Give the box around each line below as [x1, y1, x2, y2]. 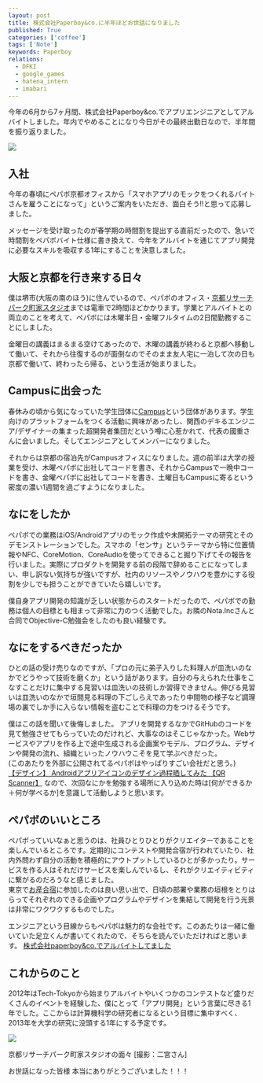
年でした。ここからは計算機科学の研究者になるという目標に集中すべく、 [8, 1008, 242, 1018]
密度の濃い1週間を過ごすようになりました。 [8, 482, 149, 492]
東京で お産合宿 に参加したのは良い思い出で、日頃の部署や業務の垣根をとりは [8, 885, 256, 894]
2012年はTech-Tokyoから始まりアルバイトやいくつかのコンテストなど [8, 989, 234, 998]
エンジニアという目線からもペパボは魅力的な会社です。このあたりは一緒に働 [8, 922, 255, 931]
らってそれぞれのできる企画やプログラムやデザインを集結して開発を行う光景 [8, 895, 255, 904]
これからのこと [8, 966, 81, 980]
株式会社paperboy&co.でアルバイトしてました [23, 941, 172, 951]
